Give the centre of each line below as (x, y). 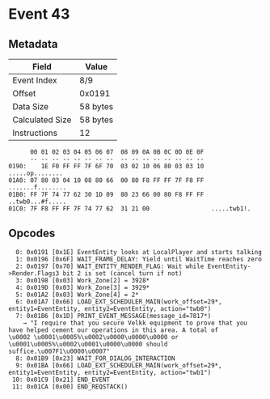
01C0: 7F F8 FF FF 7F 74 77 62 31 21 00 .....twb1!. (130, 209)
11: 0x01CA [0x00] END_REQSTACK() (70, 386)
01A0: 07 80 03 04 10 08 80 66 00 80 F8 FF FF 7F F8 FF (106, 180)
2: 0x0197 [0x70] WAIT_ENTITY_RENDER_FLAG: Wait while (110, 266)
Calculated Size (42, 120)
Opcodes (32, 233)
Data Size (31, 106)
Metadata (33, 44)
